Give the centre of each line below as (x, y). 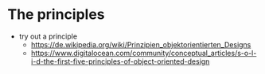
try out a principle (48, 36)
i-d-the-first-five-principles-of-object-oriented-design (120, 61)
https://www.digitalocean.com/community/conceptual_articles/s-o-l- (144, 53)
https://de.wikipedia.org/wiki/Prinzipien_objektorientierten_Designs (141, 44)
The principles (56, 15)
